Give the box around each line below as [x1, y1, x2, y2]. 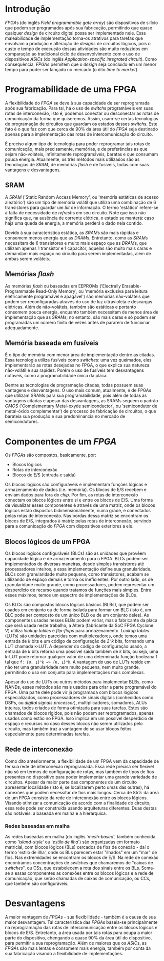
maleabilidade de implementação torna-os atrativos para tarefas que [5, 35, 143, 41]
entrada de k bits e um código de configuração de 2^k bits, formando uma [5, 638, 155, 644]
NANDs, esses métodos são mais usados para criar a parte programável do [5, 684, 157, 690]
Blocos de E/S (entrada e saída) [12, 472, 76, 478]
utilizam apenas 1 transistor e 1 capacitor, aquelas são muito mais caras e [5, 245, 152, 251]
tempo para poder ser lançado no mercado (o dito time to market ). [5, 66, 139, 72]
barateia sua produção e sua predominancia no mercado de [5, 414, 125, 419]
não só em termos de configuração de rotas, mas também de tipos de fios [5, 769, 154, 775]
